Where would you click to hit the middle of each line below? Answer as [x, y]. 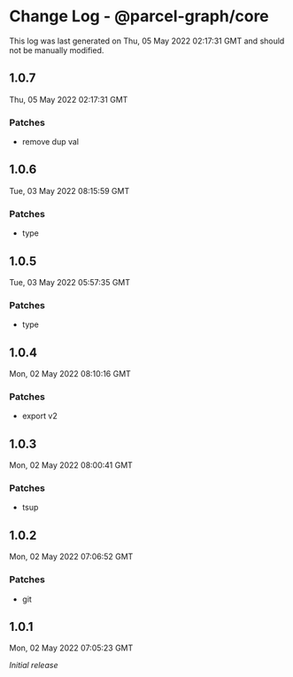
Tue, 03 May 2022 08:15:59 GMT [69, 191]
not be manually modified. [57, 50]
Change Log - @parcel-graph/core [139, 16]
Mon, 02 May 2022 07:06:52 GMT [71, 556]
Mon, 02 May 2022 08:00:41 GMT [71, 465]
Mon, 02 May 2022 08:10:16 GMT [70, 374]
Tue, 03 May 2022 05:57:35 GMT [70, 282]
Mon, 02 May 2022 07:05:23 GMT [71, 648]
